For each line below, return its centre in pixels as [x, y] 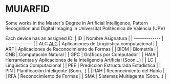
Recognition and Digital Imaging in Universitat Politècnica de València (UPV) [85, 28]
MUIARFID [28, 9]
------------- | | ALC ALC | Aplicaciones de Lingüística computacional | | [81, 43]
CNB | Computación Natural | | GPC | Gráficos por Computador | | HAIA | [82, 54]
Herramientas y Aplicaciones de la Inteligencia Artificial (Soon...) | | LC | [81, 60]
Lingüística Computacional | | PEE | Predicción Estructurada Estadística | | [83, 65]
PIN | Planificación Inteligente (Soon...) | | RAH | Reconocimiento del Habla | [85, 71]
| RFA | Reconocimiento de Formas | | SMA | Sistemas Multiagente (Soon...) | [86, 76]
